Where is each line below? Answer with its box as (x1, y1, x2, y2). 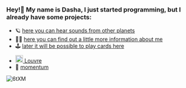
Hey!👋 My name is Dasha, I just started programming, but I (6, 5, 181, 14)
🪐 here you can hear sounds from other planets (15, 27, 135, 34)
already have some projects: (6, 13, 92, 21)
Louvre (24, 57, 42, 64)
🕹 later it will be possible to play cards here (15, 42, 124, 50)
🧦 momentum (15, 63, 49, 71)
